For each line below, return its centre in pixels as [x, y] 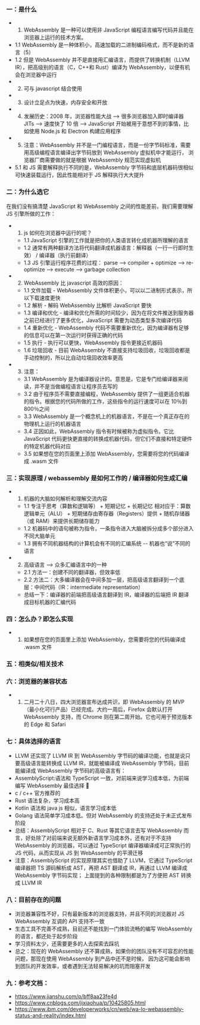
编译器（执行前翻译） [65, 255]
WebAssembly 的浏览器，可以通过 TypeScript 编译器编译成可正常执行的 [103, 845]
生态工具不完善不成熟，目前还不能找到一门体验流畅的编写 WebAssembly [103, 929]
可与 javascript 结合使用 [53, 89]
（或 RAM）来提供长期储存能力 [62, 521]
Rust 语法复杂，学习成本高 [47, 800]
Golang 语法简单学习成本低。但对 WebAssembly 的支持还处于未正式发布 [103, 815]
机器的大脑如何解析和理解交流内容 [65, 498]
